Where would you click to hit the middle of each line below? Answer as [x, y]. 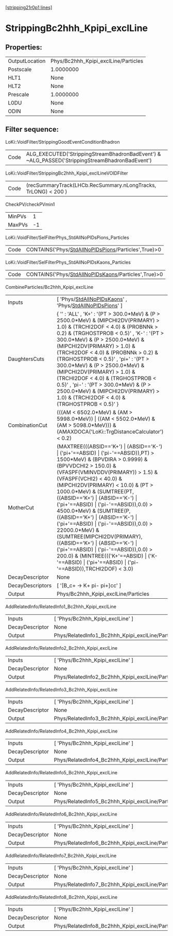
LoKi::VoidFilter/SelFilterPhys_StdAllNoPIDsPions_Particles [67, 237]
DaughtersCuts [26, 359]
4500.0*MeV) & [76, 511]
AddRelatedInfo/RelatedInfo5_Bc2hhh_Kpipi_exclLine [61, 772]
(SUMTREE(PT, [115, 491]
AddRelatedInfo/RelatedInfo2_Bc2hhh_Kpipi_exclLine [61, 648]
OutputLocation [27, 61]
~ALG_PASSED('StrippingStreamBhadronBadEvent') [89, 160]
